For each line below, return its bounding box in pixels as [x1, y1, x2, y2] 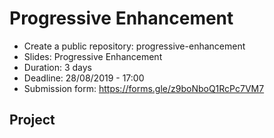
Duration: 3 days [23, 61, 92, 73]
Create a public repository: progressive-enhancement [23, 40, 246, 52]
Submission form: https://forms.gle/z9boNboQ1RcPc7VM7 [23, 82, 265, 94]
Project [9, 112, 56, 129]
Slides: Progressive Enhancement [23, 50, 163, 62]
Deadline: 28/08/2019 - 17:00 [23, 72, 145, 84]
